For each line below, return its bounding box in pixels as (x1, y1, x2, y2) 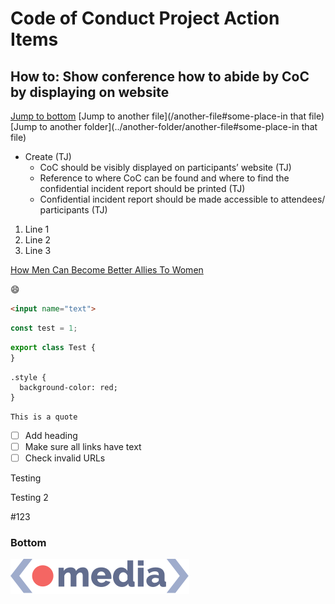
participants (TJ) (39, 204, 108, 216)
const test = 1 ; (10, 323, 78, 333)
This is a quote (10, 412, 78, 422)
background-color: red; (19, 382, 118, 392)
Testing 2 (10, 491, 49, 503)
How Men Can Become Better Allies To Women (10, 264, 204, 276)
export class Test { (10, 342, 97, 352)
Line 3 (24, 245, 52, 256)
